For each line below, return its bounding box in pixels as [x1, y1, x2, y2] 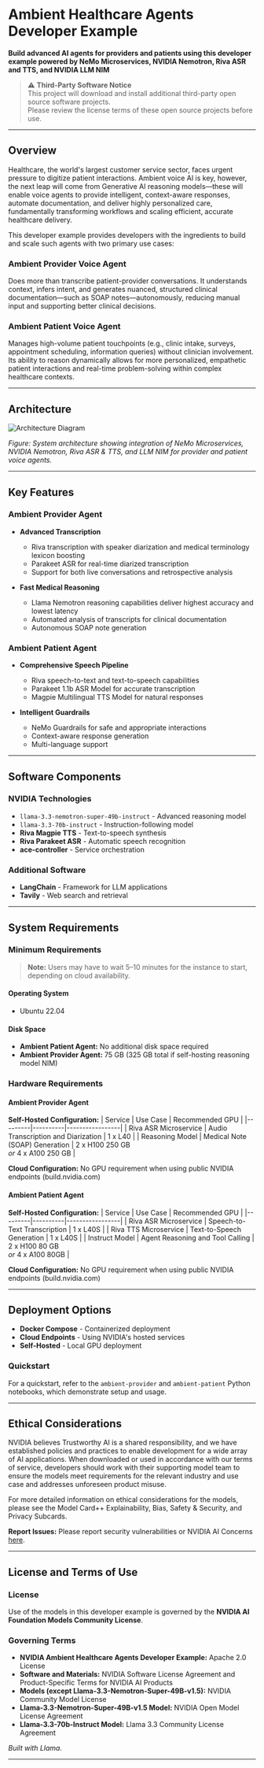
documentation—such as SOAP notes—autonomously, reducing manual [8, 293, 240, 302]
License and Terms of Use [8, 1565, 138, 1579]
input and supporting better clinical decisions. [8, 301, 157, 311]
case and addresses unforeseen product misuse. [8, 1480, 167, 1489]
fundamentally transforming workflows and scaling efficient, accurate [8, 206, 233, 216]
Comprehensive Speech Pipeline [19, 660, 129, 670]
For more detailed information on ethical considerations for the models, [8, 1495, 238, 1504]
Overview [8, 144, 57, 157]
